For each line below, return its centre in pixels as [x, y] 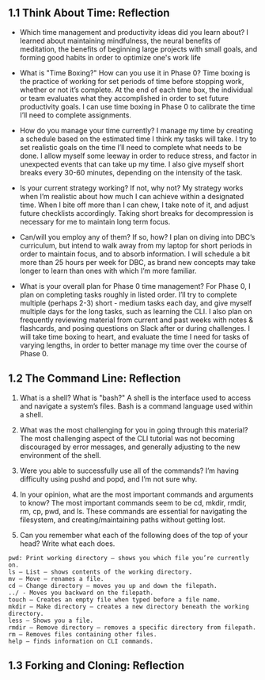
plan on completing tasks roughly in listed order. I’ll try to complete [128, 294]
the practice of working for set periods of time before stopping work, [132, 81]
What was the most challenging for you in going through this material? [134, 430]
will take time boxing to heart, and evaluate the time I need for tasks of [134, 336]
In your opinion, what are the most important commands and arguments [136, 494]
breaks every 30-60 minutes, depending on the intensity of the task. [131, 172]
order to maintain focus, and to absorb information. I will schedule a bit [135, 254]
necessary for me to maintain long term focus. [95, 221]
